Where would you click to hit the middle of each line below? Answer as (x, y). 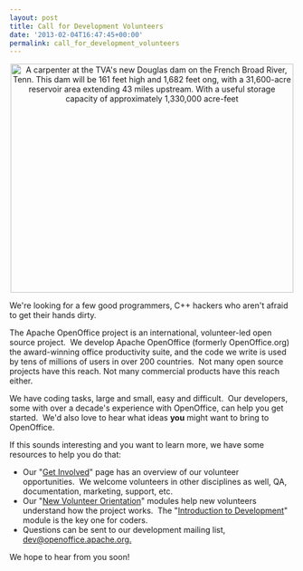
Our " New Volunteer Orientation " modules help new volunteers (139, 501)
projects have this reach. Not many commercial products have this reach (145, 372)
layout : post (34, 18)
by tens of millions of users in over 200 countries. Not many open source (147, 362)
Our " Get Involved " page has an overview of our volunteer (131, 472)
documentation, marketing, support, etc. (98, 491)
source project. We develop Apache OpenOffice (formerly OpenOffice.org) (150, 343)
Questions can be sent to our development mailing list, (124, 530)
